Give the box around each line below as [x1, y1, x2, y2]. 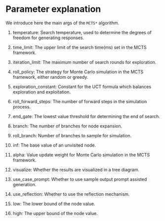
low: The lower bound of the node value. [12, 201, 95, 207]
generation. [12, 181, 37, 187]
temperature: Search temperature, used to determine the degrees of [12, 29, 152, 35]
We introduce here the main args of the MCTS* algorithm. [5, 20, 120, 26]
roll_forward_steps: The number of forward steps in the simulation [12, 98, 147, 105]
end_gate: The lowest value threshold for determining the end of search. [12, 113, 160, 119]
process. [12, 104, 31, 110]
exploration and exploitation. [12, 89, 71, 95]
